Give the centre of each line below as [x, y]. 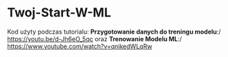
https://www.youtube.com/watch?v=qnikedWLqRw [80, 46]
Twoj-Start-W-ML [59, 13]
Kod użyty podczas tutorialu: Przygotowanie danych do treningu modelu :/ [114, 32]
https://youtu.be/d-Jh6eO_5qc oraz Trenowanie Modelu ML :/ [95, 38]
